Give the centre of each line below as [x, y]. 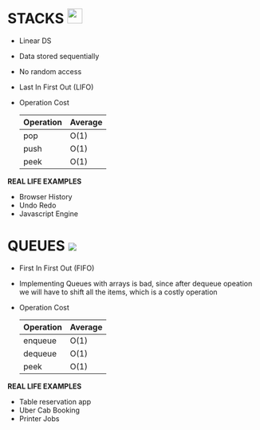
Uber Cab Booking [49, 410]
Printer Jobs [39, 418]
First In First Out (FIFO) [57, 268]
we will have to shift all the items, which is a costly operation [118, 292]
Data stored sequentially [59, 56]
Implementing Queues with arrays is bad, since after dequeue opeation [136, 283]
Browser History [45, 196]
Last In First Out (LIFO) [56, 87]
